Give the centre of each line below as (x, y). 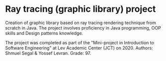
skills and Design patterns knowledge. (44, 33)
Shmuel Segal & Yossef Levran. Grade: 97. (48, 53)
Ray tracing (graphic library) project (81, 9)
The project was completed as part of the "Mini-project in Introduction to (80, 42)
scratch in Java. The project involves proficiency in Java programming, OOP (83, 28)
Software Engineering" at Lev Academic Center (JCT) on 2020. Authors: (79, 48)
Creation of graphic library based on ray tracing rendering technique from (81, 23)
